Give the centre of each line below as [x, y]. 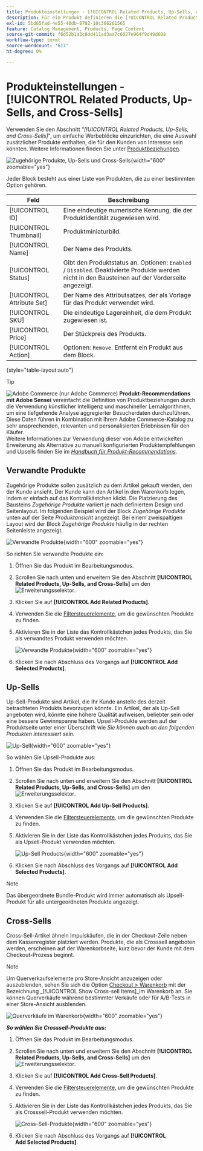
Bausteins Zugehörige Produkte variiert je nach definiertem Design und [95, 505]
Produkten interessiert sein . [40, 734]
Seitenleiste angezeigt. [35, 530]
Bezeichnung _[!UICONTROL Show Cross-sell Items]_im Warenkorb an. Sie [99, 992]
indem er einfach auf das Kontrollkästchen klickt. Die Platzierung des [92, 498]
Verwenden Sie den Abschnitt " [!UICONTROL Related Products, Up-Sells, [98, 129]
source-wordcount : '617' [37, 46]
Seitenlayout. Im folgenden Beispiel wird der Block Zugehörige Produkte [96, 511]
